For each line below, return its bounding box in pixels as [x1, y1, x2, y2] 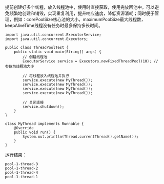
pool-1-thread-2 [5, 166, 38, 171]
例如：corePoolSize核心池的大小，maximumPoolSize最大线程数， [13, 17, 145, 22]
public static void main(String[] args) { [14, 49, 102, 54]
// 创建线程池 [22, 55, 48, 60]
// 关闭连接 [22, 100, 44, 105]
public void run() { [14, 130, 56, 135]
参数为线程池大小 [5, 64, 35, 69]
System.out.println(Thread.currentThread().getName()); [22, 134, 139, 139]
